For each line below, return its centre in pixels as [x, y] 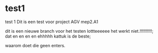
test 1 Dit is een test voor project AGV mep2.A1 [52, 22]
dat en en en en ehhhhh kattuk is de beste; [48, 36]
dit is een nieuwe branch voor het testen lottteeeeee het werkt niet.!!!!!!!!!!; [79, 31]
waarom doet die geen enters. [35, 45]
